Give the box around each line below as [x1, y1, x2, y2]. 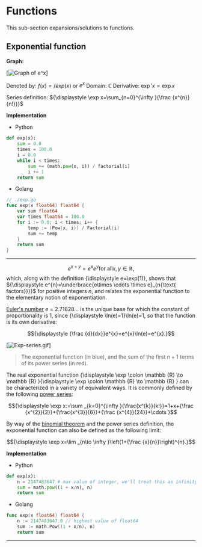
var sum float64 [17, 208, 58, 214]
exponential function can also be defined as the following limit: [6, 426, 161, 434]
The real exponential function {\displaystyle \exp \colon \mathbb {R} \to [6, 371, 183, 379]
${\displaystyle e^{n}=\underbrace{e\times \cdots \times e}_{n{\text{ [6, 281, 176, 288]
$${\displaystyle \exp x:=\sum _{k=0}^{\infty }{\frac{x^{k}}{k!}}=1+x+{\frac [8, 402, 194, 409]
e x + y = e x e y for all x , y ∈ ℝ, [67, 264, 135, 272]
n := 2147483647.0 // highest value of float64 [17, 518, 138, 524]
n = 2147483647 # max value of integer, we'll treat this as [17, 478, 173, 485]
